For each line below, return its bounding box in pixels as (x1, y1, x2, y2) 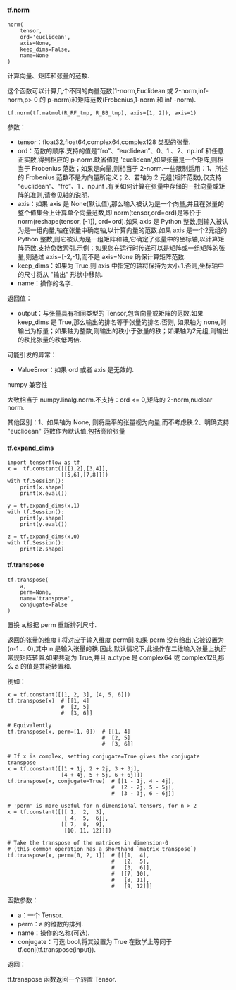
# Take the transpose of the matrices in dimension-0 (7, 839, 169, 847)
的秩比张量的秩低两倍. (17, 335, 82, 344)
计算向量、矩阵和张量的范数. (7, 71, 90, 80)
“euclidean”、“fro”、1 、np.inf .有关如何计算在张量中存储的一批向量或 (17, 182, 220, 191)
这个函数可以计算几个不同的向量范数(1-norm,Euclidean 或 (7, 87, 174, 95)
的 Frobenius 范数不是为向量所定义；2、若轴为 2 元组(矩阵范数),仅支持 (17, 173, 222, 181)
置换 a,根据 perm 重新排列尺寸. (7, 620, 97, 628)
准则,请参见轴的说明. (30, 191, 89, 199)
